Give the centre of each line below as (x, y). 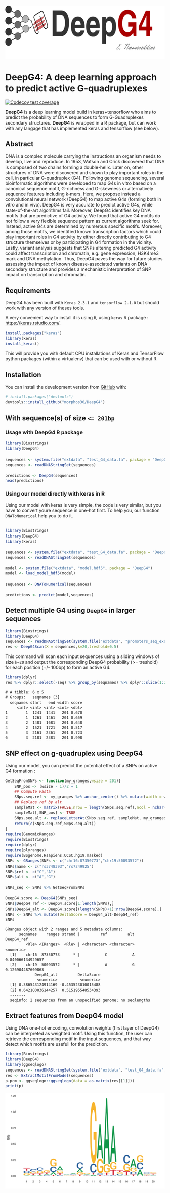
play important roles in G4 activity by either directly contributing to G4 (78, 237)
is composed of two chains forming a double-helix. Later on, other (74, 167)
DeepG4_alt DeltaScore (68, 975)
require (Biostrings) (27, 840)
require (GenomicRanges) (30, 834)
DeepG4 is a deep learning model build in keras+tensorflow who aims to (81, 112)
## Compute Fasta (33, 792)
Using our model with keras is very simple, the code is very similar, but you (83, 505)
